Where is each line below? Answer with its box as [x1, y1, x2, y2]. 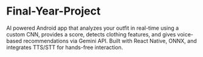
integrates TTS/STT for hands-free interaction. [6, 44, 123, 51]
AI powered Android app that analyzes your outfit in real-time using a [6, 24, 179, 32]
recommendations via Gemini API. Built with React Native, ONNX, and [23, 37, 198, 44]
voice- [177, 30, 193, 38]
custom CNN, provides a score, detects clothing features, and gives [6, 30, 176, 38]
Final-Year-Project [6, 4, 101, 18]
